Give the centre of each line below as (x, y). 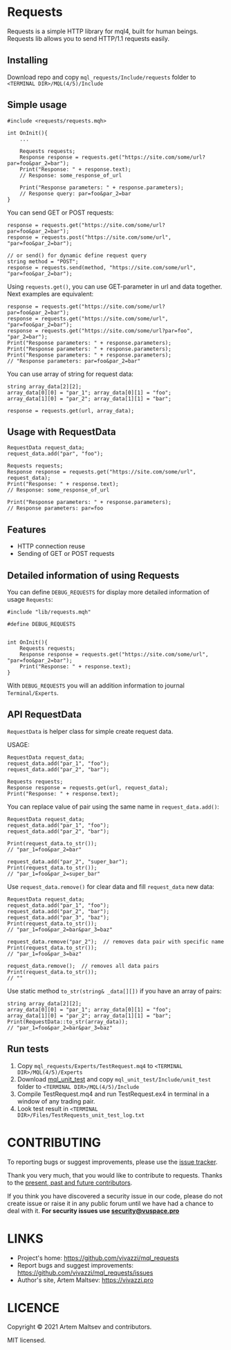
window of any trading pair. (56, 1101)
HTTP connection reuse (51, 546)
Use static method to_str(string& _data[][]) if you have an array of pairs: (114, 991)
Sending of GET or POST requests (66, 554)
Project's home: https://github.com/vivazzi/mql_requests (98, 1258)
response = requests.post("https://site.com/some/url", (89, 237)
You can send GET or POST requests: (61, 213)
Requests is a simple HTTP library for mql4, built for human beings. (103, 31)
